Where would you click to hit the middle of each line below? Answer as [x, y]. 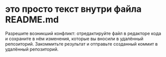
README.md [32, 20]
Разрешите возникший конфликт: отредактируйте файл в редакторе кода [83, 33]
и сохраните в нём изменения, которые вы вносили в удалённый [74, 39]
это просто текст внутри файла [73, 9]
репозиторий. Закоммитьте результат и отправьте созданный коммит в [82, 44]
